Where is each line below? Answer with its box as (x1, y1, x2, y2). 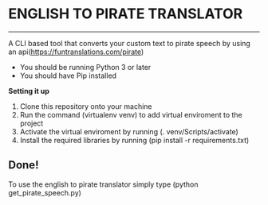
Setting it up (8, 86, 50, 95)
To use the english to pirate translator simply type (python (8, 180, 199, 189)
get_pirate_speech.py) (8, 188, 82, 197)
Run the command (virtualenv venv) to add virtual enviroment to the (19, 110, 242, 119)
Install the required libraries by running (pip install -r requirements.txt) (19, 135, 250, 145)
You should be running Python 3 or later (19, 62, 152, 72)
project (19, 118, 44, 128)
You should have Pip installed (19, 71, 117, 80)
